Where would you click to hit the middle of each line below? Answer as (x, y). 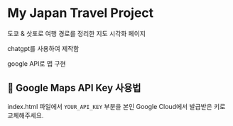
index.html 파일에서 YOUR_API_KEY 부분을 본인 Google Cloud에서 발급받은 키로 (116, 106)
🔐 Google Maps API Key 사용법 (74, 88)
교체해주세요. (26, 115)
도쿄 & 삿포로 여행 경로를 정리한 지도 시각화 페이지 (76, 33)
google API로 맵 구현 (37, 63)
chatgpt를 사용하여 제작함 (43, 48)
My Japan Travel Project (81, 13)
